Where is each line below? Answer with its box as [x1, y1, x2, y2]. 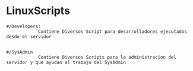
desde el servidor [6, 33, 52, 39]
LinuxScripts [6, 4, 70, 18]
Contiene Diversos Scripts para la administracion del [37, 54, 177, 60]
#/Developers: [6, 23, 42, 29]
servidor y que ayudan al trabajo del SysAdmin [6, 59, 126, 65]
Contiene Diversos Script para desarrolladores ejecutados [37, 28, 187, 35]
